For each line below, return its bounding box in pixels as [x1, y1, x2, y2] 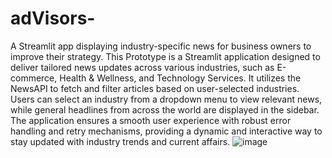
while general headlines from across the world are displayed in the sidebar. [10, 103, 320, 116]
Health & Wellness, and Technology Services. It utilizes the [59, 72, 302, 84]
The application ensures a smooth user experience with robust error [10, 114, 292, 126]
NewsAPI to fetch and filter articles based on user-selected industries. [10, 82, 300, 94]
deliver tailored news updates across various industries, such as [10, 61, 275, 73]
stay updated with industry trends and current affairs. [10, 135, 231, 147]
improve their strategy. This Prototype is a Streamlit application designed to [10, 50, 321, 62]
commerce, [10, 72, 58, 84]
